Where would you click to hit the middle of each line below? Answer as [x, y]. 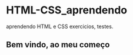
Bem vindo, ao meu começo [58, 45]
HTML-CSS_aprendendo [67, 10]
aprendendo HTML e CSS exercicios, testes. [60, 26]
